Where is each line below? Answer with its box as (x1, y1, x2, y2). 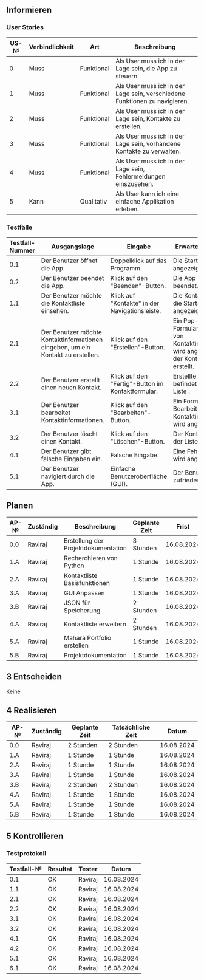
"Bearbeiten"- (110, 408, 152, 417)
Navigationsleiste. (110, 306, 161, 315)
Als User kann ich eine (115, 190, 180, 198)
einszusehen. (115, 179, 154, 188)
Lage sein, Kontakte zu (115, 114, 181, 123)
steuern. (115, 72, 140, 80)
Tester (78, 865, 98, 874)
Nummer (9, 246, 35, 255)
